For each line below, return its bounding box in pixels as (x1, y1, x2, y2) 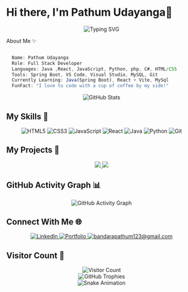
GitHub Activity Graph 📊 (6, 180, 101, 190)
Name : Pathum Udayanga (11, 55, 69, 61)
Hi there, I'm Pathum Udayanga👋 (6, 5, 173, 19)
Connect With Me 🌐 (6, 217, 82, 227)
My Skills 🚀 (6, 111, 48, 122)
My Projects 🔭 (6, 145, 60, 155)
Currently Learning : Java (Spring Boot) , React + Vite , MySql (11, 77, 169, 84)
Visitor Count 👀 (6, 250, 65, 260)
